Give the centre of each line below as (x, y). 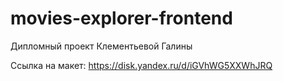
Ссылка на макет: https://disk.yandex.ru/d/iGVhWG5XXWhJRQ (141, 65)
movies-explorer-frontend (121, 18)
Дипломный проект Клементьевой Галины (101, 46)
